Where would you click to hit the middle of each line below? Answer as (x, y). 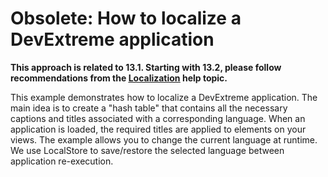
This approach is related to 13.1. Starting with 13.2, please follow (146, 67)
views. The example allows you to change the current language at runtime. (164, 139)
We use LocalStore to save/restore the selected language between (147, 150)
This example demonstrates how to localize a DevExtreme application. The (164, 97)
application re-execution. (62, 161)
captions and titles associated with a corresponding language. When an (158, 118)
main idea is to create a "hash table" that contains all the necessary (149, 108)
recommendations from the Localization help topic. (119, 78)
